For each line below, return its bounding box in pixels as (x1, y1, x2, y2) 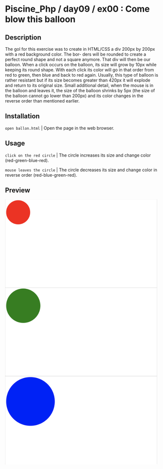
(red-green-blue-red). (5, 157, 49, 163)
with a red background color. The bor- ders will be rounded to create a (5, 51, 146, 57)
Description (5, 33, 41, 41)
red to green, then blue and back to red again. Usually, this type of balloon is (5, 72, 159, 78)
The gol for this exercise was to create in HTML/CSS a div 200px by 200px (5, 46, 155, 52)
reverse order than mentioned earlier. (5, 98, 80, 103)
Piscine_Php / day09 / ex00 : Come (5, 3, 150, 15)
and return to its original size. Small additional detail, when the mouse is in (5, 82, 154, 88)
